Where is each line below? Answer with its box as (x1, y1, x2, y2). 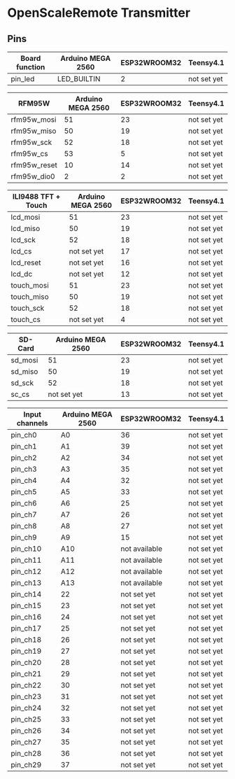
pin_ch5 (10, 487, 37, 496)
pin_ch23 (10, 692, 42, 701)
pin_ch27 (10, 737, 42, 747)
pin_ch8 (10, 521, 37, 531)
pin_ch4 (10, 476, 37, 485)
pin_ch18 (10, 635, 42, 645)
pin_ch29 (10, 760, 42, 769)
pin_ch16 (10, 612, 42, 622)
